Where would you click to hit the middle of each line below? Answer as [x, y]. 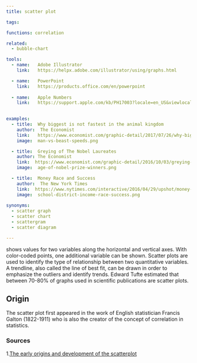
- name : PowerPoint [38, 81]
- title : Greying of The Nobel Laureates [64, 151]
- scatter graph [31, 211]
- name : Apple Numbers [42, 98]
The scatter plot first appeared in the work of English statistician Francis [93, 313]
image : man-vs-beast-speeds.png [57, 141]
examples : [18, 119]
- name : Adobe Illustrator [47, 65]
